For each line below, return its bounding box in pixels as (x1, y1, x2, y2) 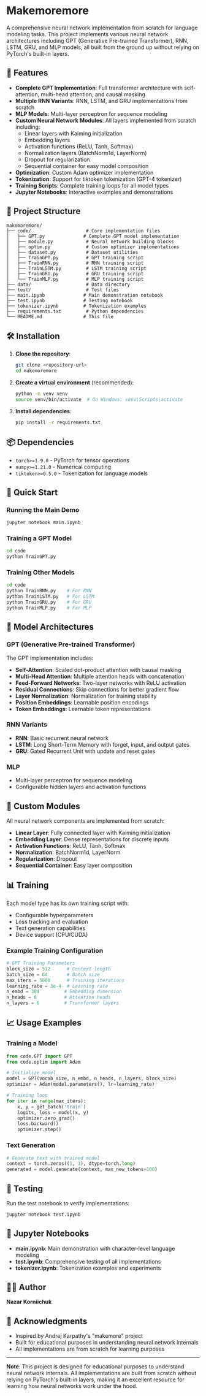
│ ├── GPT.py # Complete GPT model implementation (6, 233, 180, 239)
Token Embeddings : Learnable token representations (15, 705, 151, 712)
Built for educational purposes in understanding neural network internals (15, 1339, 199, 1346)
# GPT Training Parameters (6, 960, 75, 966)
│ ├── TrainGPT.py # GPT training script (6, 254, 144, 261)
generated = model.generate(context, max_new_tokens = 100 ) (6, 1166, 158, 1173)
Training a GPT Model (6, 534, 72, 543)
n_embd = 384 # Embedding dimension (6, 988, 122, 995)
